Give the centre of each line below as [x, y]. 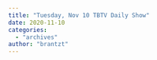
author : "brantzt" [38, 44]
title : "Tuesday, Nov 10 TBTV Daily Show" [79, 15]
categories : [28, 30]
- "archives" [37, 37]
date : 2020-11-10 [37, 23]
